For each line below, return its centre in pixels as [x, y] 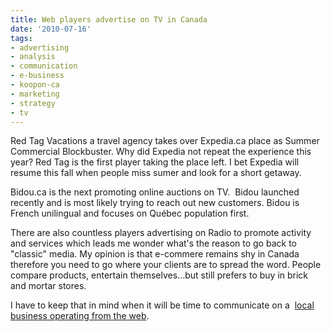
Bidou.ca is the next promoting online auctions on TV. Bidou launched [155, 192]
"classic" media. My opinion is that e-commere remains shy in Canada [155, 254]
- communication [44, 66]
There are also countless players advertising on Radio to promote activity [161, 233]
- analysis [33, 57]
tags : [21, 38]
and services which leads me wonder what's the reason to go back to [153, 243]
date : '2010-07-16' [51, 29]
